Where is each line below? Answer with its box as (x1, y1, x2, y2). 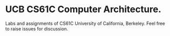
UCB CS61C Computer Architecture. (5, 4, 161, 15)
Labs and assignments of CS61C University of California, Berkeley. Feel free (5, 20, 165, 26)
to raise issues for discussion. (5, 25, 68, 31)
